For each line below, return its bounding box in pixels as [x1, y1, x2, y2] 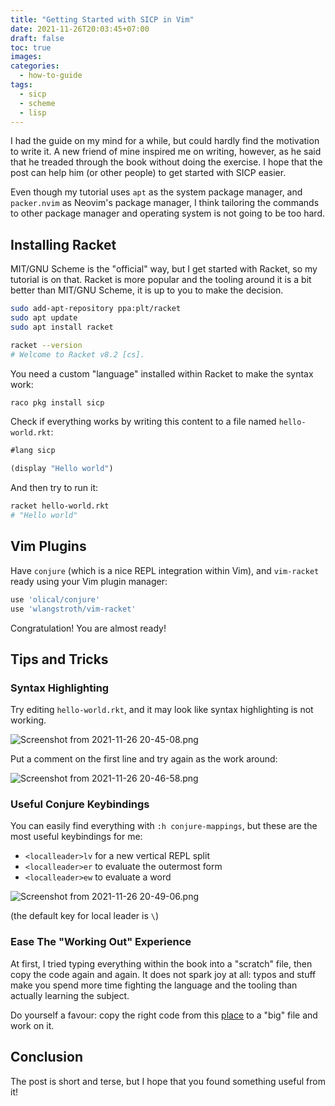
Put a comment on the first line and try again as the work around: [10, 753, 278, 765]
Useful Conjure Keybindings [10, 797, 150, 811]
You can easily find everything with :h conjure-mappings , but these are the [10, 820, 318, 832]
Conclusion [10, 1049, 84, 1066]
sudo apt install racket [10, 322, 114, 332]
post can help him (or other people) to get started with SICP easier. [10, 167, 287, 179]
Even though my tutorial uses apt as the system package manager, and [10, 186, 303, 198]
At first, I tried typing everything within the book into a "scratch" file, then [10, 957, 313, 970]
